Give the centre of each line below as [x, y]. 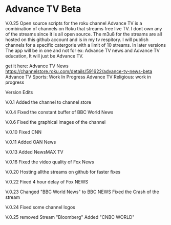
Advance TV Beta [43, 9]
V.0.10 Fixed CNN [24, 132]
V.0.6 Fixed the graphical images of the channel [56, 122]
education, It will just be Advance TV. [44, 56]
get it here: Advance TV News [37, 66]
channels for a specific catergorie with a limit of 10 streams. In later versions [86, 45]
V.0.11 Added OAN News [31, 142]
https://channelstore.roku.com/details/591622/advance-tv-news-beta [79, 71]
